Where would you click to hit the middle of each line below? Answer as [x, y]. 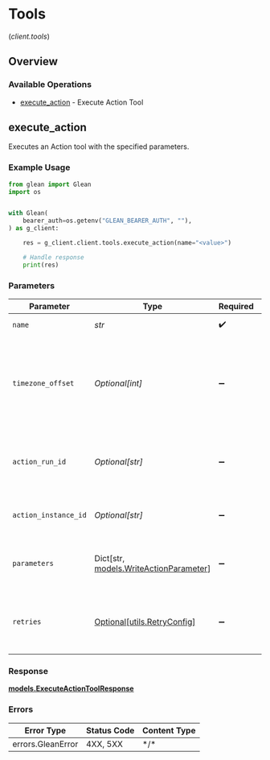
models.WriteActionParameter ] [153, 568]
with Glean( [28, 213]
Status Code [110, 730]
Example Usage [39, 167]
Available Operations [50, 85]
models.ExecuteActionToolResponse [71, 688]
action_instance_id [49, 515]
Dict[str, [110, 559]
